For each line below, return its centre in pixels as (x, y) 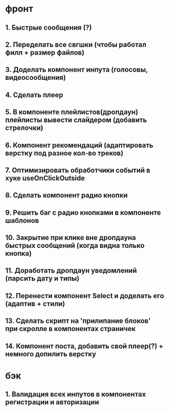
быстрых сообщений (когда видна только (75, 246)
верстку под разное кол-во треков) (64, 153)
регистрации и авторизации (52, 402)
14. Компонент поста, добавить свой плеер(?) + (84, 346)
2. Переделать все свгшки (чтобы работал (76, 44)
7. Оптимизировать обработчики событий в (78, 170)
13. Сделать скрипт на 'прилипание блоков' (78, 321)
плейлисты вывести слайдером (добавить (76, 120)
